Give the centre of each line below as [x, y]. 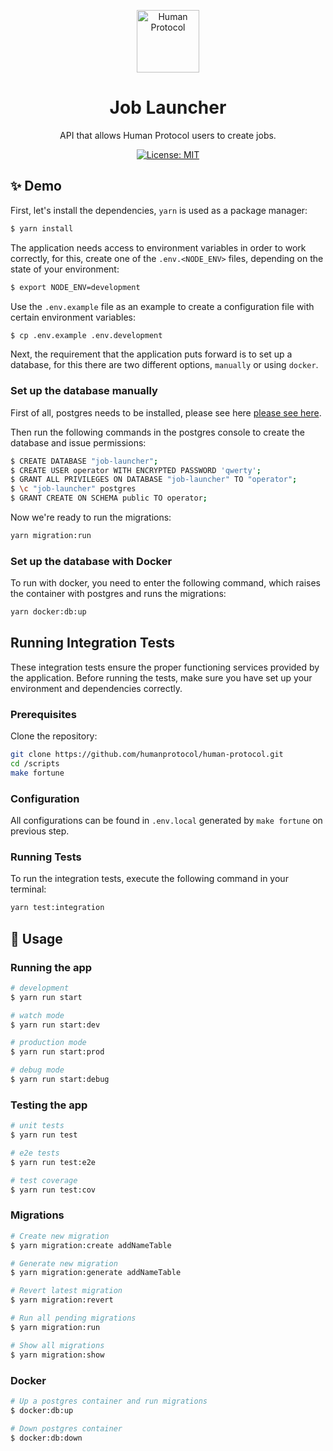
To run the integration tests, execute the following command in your [149, 879]
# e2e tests [35, 1153]
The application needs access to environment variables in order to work [158, 247]
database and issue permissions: [78, 442]
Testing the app [49, 1105]
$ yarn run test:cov [53, 1190]
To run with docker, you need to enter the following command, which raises [165, 583]
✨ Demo [36, 186]
